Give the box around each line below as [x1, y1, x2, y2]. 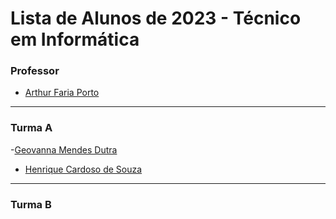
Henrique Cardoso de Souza [24, 163, 143, 175]
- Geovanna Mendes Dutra [10, 143, 118, 156]
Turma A [10, 121, 53, 135]
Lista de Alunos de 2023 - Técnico [10, 7, 302, 30]
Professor [10, 64, 60, 78]
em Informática [10, 28, 140, 51]
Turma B [10, 197, 52, 211]
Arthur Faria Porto [24, 87, 100, 99]
